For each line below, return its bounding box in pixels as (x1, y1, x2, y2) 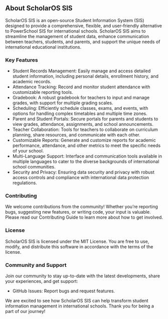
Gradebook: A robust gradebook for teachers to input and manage (12, 95, 149, 101)
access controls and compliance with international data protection (12, 175, 149, 181)
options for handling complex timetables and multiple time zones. (12, 110, 147, 117)
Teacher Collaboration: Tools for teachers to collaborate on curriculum (12, 126, 158, 132)
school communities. (12, 164, 56, 170)
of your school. (12, 148, 44, 154)
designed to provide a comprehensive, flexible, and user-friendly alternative (5, 23, 162, 29)
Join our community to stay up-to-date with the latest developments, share (5, 273, 160, 279)
